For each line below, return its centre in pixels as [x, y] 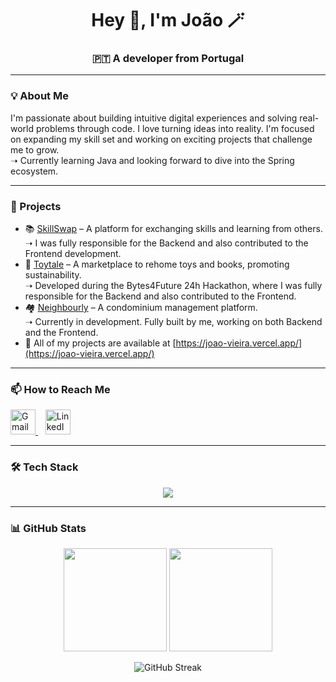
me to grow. [35, 149]
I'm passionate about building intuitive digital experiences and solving [154, 118]
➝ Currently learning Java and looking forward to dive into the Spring [152, 160]
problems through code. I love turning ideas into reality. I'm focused [175, 128]
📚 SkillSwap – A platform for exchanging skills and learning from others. [173, 229]
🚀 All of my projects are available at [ [100, 343]
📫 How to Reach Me [60, 389]
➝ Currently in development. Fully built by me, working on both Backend [173, 322]
